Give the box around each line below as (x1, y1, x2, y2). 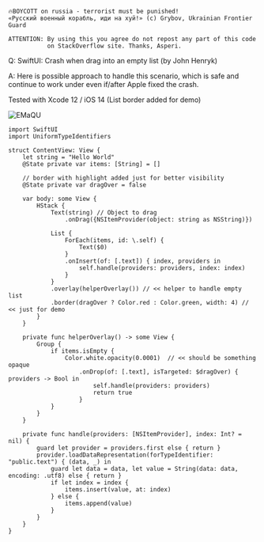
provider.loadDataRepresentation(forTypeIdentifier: (36, 451, 214, 459)
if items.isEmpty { (50, 347, 115, 355)
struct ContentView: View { (8, 146, 101, 154)
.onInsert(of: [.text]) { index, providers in (64, 257, 221, 265)
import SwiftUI (8, 126, 58, 134)
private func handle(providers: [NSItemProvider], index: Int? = (22, 430, 243, 438)
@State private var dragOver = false (22, 181, 147, 189)
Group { (36, 340, 62, 348)
